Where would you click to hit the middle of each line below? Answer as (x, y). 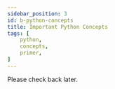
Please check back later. (43, 79)
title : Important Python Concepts (58, 27)
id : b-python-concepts (40, 20)
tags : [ (19, 33)
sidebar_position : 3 (38, 14)
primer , (31, 53)
